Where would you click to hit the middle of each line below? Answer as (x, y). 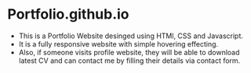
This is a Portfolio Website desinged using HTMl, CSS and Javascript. (131, 36)
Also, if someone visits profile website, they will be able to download (129, 52)
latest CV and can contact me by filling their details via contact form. (129, 61)
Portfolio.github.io (69, 14)
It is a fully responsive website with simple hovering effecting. (118, 43)
